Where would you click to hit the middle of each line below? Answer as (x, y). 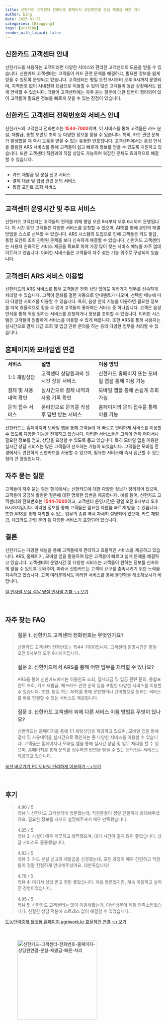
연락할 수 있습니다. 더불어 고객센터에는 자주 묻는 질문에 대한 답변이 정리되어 (83, 92)
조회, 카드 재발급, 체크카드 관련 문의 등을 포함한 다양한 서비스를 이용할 (94, 685)
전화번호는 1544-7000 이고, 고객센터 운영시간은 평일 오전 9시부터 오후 (90, 501)
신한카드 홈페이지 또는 (123, 374)
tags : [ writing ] (22, 28)
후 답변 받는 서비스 (62, 414)
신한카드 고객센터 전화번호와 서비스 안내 (62, 116)
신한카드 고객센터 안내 (37, 54)
